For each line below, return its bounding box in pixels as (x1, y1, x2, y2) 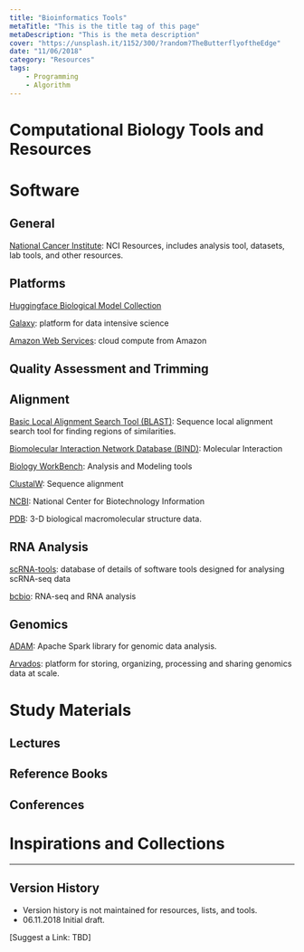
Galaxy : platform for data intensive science (9, 318, 169, 328)
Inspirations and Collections (9, 833, 225, 853)
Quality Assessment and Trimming (9, 361, 210, 376)
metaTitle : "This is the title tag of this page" (9, 22, 201, 31)
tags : (9, 64, 30, 73)
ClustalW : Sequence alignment (9, 478, 124, 489)
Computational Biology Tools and (9, 119, 264, 140)
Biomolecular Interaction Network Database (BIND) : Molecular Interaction (9, 443, 283, 453)
